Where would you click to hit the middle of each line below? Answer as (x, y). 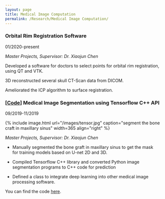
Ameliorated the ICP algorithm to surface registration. (59, 90)
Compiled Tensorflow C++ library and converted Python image (76, 162)
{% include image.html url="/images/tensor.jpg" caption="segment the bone (82, 123)
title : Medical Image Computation (41, 14)
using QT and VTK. (24, 71)
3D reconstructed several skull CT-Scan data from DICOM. (64, 80)
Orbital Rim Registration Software (46, 36)
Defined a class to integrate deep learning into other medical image (80, 176)
